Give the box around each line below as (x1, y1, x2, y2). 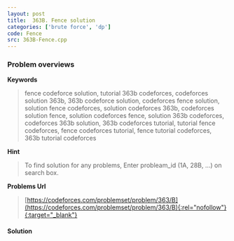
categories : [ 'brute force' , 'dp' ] (7, 23, 111, 30)
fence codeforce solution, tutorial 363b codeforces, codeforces (24, 89, 209, 98)
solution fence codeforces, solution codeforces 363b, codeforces (24, 104, 215, 112)
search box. (24, 169, 59, 177)
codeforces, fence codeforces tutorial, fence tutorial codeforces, (24, 126, 212, 135)
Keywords (7, 75, 38, 84)
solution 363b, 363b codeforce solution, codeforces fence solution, (24, 96, 220, 105)
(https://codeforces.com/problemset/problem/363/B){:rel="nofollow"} (24, 203, 227, 211)
